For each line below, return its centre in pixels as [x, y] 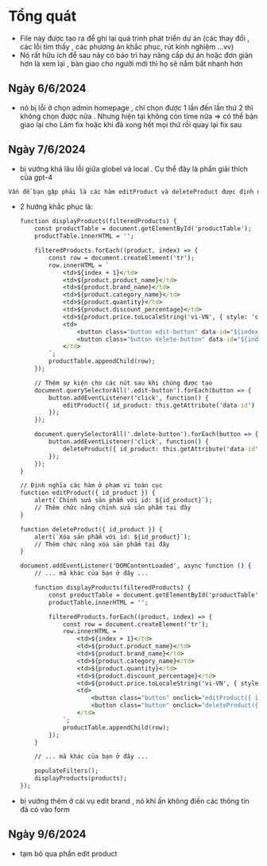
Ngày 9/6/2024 [47, 835]
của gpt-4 [36, 177]
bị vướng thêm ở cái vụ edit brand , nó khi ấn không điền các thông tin [135, 801]
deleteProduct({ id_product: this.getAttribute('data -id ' [161, 449]
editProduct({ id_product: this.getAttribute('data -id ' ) [159, 405]
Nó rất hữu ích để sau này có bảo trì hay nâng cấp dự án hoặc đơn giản [136, 55]
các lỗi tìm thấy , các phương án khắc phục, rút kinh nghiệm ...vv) [127, 46]
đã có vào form [44, 809]
